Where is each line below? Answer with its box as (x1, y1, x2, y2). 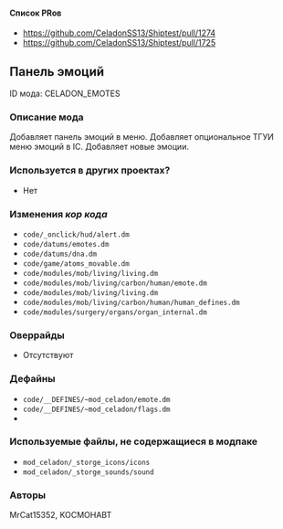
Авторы (9, 489, 47, 502)
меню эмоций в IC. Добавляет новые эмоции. (9, 142, 190, 153)
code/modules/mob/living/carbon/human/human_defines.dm (22, 298, 240, 307)
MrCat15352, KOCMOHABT (9, 510, 112, 521)
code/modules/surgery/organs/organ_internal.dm (22, 307, 207, 317)
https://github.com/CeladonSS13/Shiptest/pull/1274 (22, 27, 216, 38)
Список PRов (9, 7, 62, 18)
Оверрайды (9, 329, 66, 342)
